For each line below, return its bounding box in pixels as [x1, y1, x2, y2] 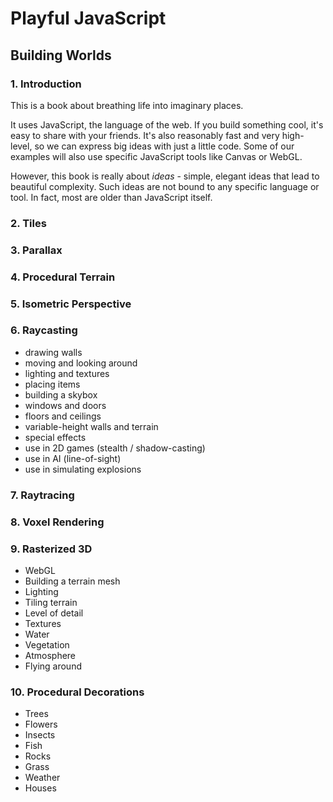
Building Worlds [10, 47, 112, 64]
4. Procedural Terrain [10, 270, 116, 284]
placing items [24, 378, 81, 390]
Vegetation [24, 639, 70, 651]
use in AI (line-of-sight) [24, 452, 122, 464]
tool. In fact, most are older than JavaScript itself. [10, 191, 213, 203]
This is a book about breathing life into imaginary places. [10, 99, 244, 111]
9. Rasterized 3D [10, 542, 93, 556]
